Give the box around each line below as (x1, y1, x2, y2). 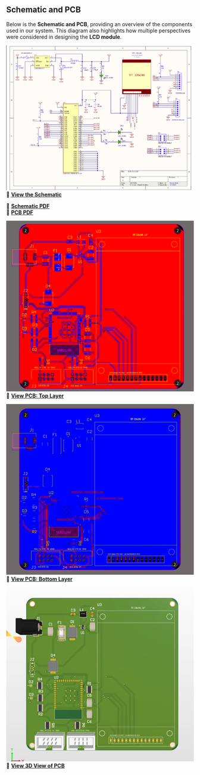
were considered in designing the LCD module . (6, 33, 122, 41)
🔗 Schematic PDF (6, 202, 50, 209)
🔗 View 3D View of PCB (6, 762, 65, 769)
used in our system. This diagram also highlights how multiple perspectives (6, 27, 191, 34)
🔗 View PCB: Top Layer (6, 392, 64, 399)
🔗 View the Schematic (6, 191, 62, 198)
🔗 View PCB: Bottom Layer (6, 575, 73, 583)
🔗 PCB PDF (6, 209, 34, 216)
